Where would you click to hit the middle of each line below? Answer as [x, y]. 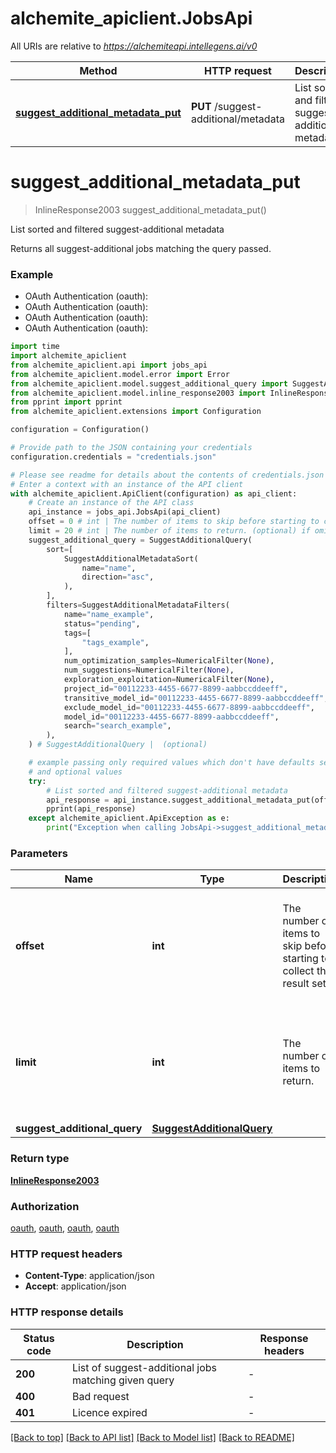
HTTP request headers [66, 1254]
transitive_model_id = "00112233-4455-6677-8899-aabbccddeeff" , [196, 698]
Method [98, 70]
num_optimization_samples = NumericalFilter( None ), [169, 661]
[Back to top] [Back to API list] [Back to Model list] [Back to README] [152, 1437]
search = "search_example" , [117, 726]
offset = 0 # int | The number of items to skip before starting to [174, 522]
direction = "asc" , [118, 577]
